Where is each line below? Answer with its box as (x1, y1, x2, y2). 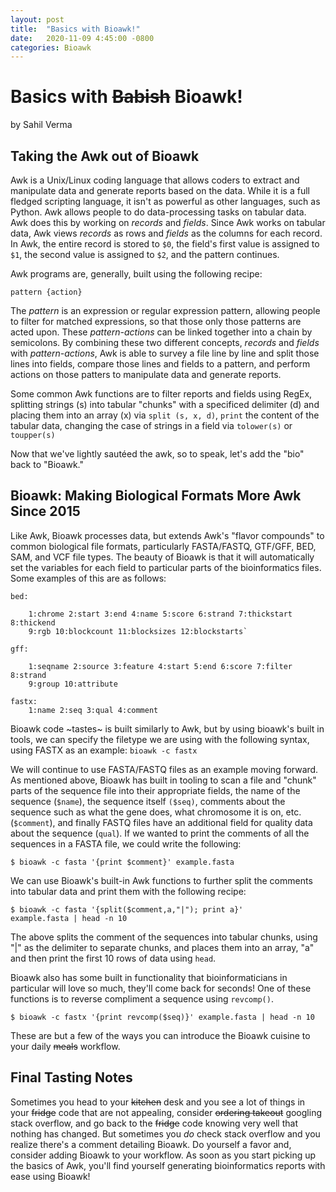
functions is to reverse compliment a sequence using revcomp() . (10, 992, 274, 1005)
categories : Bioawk (10, 42, 92, 53)
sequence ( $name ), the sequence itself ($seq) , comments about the (10, 795, 286, 807)
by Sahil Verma (10, 119, 73, 131)
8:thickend (10, 617, 56, 628)
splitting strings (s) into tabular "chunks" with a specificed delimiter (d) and (10, 399, 320, 410)
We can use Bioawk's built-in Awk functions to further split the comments (10, 874, 313, 886)
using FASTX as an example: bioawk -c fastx (10, 744, 198, 756)
